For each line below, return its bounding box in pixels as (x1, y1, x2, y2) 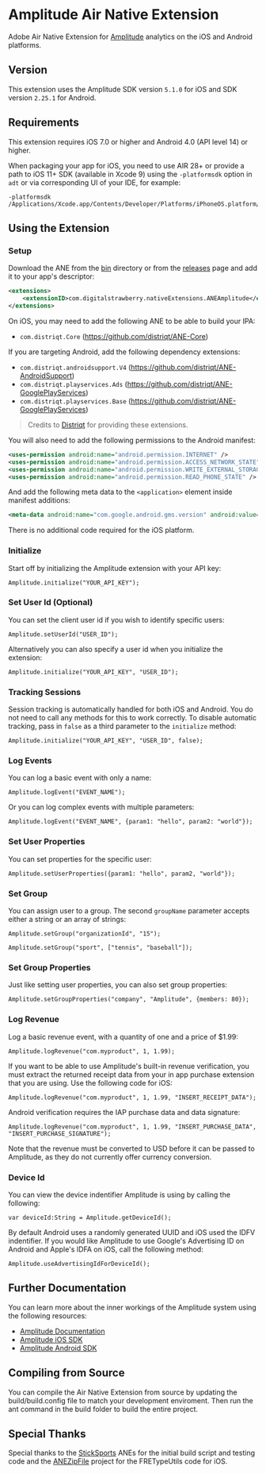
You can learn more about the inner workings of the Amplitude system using (8, 1302, 257, 1312)
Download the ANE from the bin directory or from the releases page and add (8, 264, 257, 273)
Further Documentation (8, 1281, 127, 1295)
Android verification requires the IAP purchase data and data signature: (8, 1107, 241, 1117)
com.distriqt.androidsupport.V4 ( (19, 362, 131, 372)
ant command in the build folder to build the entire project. (8, 1404, 198, 1414)
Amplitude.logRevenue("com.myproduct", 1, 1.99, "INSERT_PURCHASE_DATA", (8, 1122, 257, 1131)
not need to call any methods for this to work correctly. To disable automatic (8, 713, 257, 723)
